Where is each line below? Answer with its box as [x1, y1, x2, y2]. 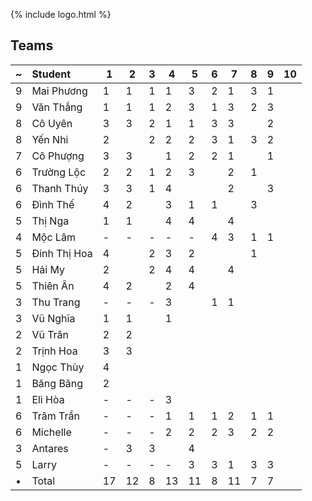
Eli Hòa [31, 392, 65, 406]
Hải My [31, 262, 65, 276]
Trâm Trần [31, 409, 80, 423]
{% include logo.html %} [10, 9, 112, 20]
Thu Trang [31, 295, 81, 309]
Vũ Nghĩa [31, 311, 76, 325]
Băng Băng [31, 376, 84, 390]
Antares [31, 441, 69, 455]
